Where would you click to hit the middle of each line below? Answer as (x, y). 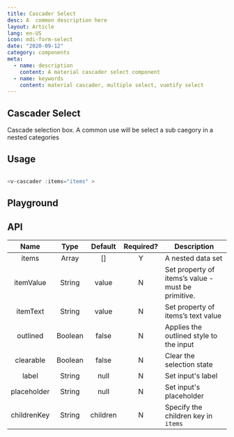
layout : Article (31, 26)
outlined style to (191, 335)
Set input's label (191, 376)
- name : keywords (39, 78)
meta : (15, 59)
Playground (33, 203)
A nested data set (194, 258)
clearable (30, 360)
